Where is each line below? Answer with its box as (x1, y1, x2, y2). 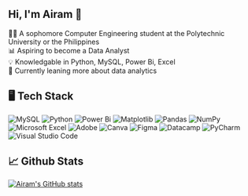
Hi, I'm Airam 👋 (8, 8, 83, 21)
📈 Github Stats (8, 154, 84, 169)
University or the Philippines (8, 37, 100, 46)
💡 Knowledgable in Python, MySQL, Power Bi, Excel (8, 56, 176, 67)
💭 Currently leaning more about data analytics (8, 66, 157, 75)
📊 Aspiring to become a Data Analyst (8, 45, 130, 55)
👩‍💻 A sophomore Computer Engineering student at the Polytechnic (8, 28, 225, 38)
